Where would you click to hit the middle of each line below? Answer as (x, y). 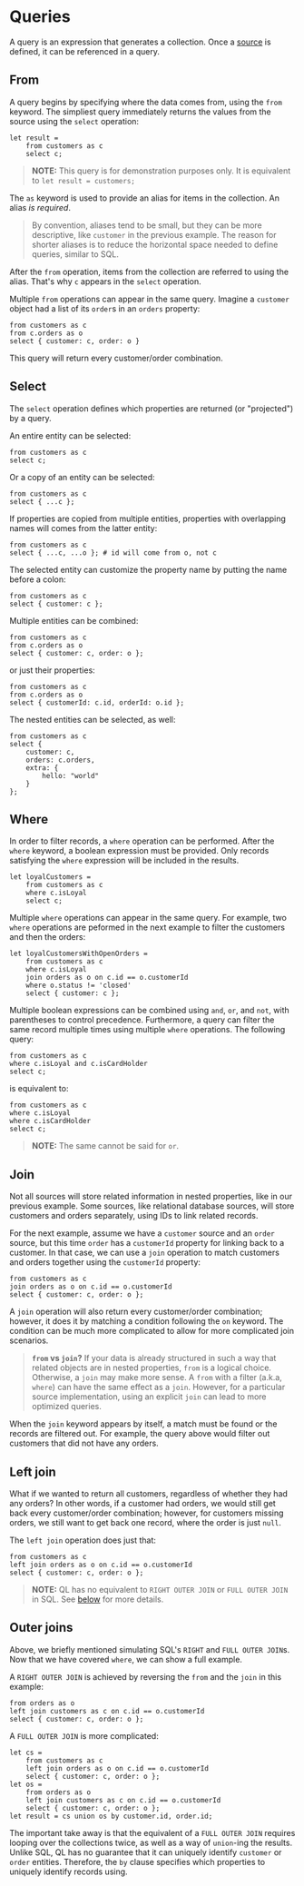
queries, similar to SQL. (75, 254)
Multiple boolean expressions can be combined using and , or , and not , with (149, 1011)
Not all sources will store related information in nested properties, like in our (151, 1197)
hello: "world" (71, 775)
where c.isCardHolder (50, 1121)
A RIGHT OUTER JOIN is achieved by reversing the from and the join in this (146, 1676)
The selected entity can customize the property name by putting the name (148, 569)
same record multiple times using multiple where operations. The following (147, 1030)
